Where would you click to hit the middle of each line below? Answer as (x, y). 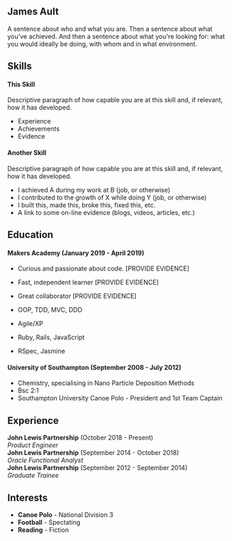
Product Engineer (33, 445)
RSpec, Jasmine (41, 351)
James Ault (33, 12)
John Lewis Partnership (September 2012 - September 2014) (98, 468)
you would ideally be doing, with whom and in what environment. (102, 44)
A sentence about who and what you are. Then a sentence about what (110, 28)
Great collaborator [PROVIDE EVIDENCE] (77, 296)
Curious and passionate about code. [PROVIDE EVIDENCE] (104, 268)
